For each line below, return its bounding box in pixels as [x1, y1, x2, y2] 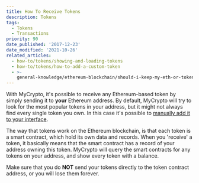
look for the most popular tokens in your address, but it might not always [6, 103, 184, 110]
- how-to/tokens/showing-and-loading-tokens [11, 58, 123, 64]
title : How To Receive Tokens [6, 8, 81, 15]
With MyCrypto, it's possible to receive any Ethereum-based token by [6, 91, 176, 98]
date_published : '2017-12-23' [6, 42, 81, 48]
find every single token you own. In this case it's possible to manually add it [6, 110, 191, 117]
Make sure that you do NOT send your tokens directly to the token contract [6, 164, 190, 171]
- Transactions [11, 31, 49, 37]
